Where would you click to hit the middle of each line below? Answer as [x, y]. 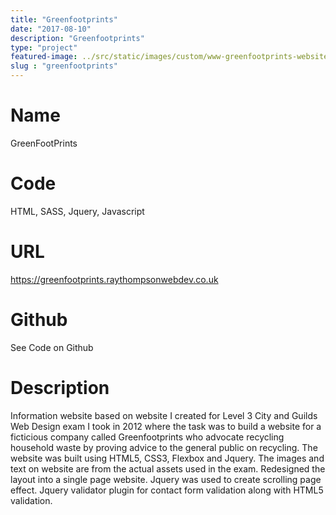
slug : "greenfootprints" [64, 66]
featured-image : [44, 57]
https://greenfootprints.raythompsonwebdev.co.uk [114, 279]
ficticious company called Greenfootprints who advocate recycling [147, 437]
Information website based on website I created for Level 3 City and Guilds [164, 415]
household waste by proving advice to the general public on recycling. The [164, 447]
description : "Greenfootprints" [77, 38]
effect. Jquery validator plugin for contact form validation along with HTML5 [167, 490]
